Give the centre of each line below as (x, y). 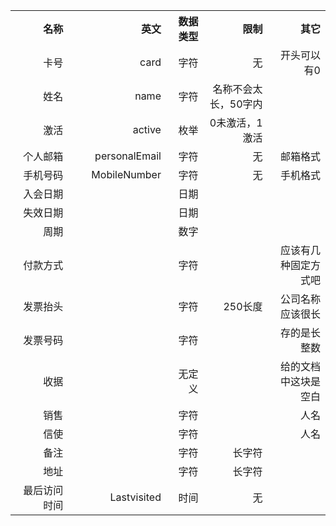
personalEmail (128, 156)
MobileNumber (126, 174)
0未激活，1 (236, 122)
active (147, 129)
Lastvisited (135, 497)
